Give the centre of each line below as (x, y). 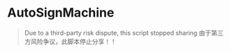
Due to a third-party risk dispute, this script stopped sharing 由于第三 (124, 33)
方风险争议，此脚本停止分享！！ (70, 41)
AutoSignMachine (61, 13)
